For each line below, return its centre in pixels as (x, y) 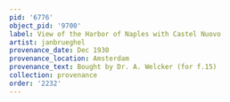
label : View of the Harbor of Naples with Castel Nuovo (115, 34)
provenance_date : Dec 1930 (59, 51)
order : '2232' (36, 83)
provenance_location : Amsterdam (69, 59)
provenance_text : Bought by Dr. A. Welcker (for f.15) (113, 67)
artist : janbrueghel (48, 42)
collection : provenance (53, 75)
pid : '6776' (31, 17)
